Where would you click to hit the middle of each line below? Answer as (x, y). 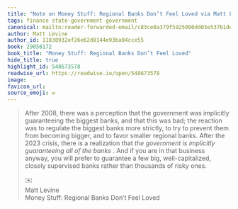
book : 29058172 (30, 47)
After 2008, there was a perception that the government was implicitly (127, 113)
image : (17, 80)
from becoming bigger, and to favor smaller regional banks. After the (125, 136)
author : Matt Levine (38, 34)
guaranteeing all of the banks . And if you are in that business (115, 151)
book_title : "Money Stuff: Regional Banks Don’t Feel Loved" (100, 54)
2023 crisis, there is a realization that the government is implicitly (120, 143)
